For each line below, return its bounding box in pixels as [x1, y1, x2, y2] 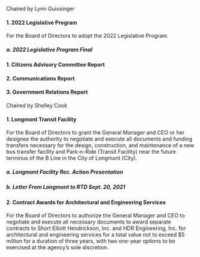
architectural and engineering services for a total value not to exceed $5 [6, 231, 185, 238]
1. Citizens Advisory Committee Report [6, 61, 105, 68]
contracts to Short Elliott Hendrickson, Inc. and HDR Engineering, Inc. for [6, 225, 186, 232]
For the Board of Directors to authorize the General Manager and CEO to [6, 212, 185, 219]
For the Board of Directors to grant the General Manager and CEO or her [6, 129, 185, 136]
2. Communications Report [6, 74, 75, 82]
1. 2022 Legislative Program [6, 19, 77, 26]
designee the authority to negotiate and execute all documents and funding [6, 135, 193, 143]
